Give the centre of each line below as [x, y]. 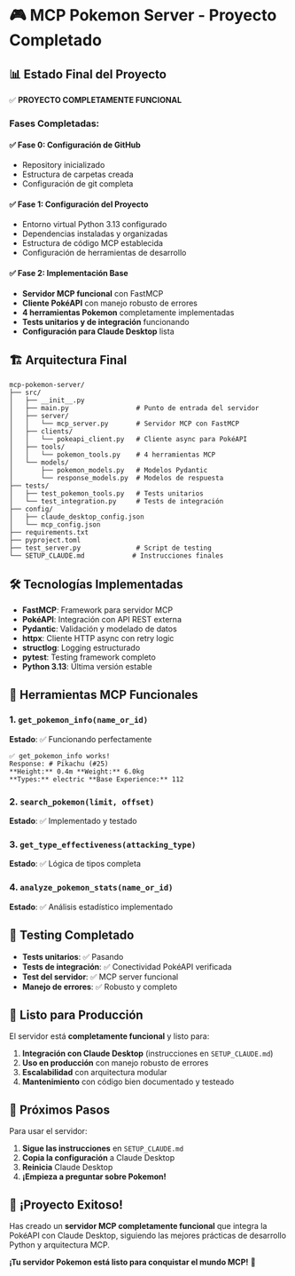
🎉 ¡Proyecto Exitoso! [66, 1205]
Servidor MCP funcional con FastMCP [93, 293]
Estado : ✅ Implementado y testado [73, 821]
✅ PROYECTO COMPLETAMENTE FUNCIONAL [96, 100]
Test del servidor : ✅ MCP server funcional [100, 977]
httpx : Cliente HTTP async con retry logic [98, 638]
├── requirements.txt [49, 533]
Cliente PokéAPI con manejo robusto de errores [109, 303]
